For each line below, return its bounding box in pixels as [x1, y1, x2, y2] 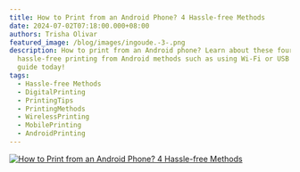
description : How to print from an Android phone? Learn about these [9, 46, 274, 55]
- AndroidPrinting [17, 129, 87, 138]
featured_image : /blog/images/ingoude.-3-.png [9, 37, 186, 47]
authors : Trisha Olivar [9, 29, 98, 38]
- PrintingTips [17, 95, 74, 105]
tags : [9, 71, 29, 80]
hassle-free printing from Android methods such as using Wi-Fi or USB [17, 54, 290, 63]
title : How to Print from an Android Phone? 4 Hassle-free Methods [9, 12, 266, 22]
